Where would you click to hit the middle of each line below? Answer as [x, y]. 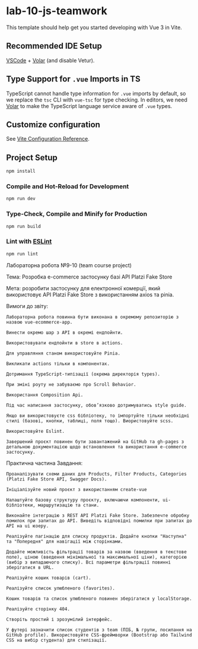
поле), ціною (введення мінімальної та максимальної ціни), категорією [96, 557]
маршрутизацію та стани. [68, 505]
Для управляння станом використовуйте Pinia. [63, 353]
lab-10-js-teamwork [57, 11]
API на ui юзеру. [28, 526]
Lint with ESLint [29, 242]
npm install [21, 171]
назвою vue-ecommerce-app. [39, 322]
